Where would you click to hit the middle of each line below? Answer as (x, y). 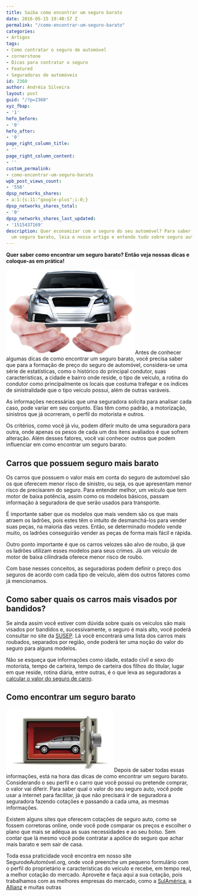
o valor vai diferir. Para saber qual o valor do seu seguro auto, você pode (95, 789)
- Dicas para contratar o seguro (47, 62)
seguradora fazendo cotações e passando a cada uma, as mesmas (88, 801)
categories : (21, 31)
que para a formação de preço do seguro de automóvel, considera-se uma (97, 365)
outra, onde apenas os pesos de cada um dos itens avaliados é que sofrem (97, 432)
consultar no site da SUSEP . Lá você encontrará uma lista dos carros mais (96, 636)
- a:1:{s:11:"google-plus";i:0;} (47, 200)
